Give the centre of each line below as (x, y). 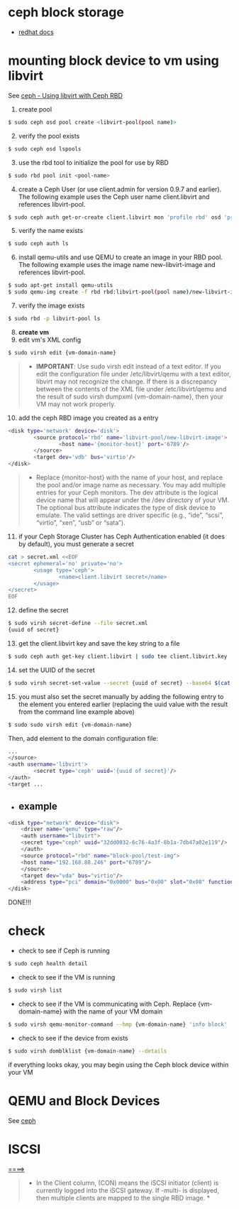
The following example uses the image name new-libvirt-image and (117, 265)
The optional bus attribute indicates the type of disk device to (126, 508)
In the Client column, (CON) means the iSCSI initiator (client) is (127, 1183)
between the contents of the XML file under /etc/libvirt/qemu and (131, 389)
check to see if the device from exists (73, 1038)
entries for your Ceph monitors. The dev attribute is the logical (127, 492)
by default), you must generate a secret (76, 544)
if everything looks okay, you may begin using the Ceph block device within (118, 1064)
